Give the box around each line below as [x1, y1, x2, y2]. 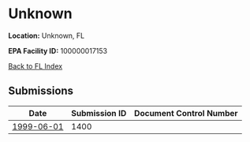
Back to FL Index [8, 61, 63, 71]
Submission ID [70, 107, 127, 118]
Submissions [8, 84, 73, 98]
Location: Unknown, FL [8, 31, 85, 40]
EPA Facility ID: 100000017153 [8, 46, 108, 55]
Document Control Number [133, 107, 238, 118]
